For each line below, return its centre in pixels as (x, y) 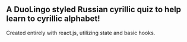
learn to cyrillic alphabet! (53, 19)
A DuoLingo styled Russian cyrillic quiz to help (94, 10)
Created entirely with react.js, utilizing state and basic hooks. (81, 33)
